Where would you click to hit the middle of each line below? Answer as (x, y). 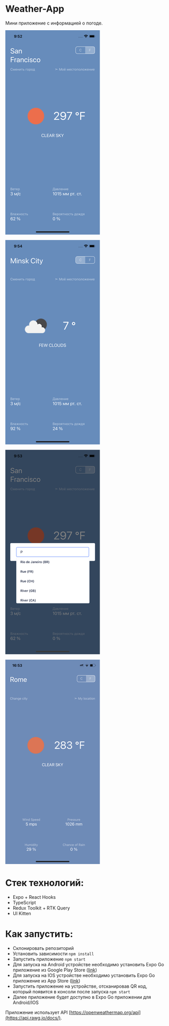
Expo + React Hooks (34, 897)
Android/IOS (26, 1002)
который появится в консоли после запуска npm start (71, 991)
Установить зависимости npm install (53, 953)
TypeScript (24, 902)
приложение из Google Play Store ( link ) (55, 970)
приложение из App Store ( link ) (46, 981)
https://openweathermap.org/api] (106, 1012)
